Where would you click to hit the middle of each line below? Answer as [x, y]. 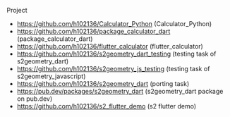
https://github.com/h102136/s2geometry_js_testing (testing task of [113, 69]
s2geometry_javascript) [51, 76]
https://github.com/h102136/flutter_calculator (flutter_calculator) [110, 46]
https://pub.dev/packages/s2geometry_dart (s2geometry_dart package [120, 91]
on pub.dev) [35, 99]
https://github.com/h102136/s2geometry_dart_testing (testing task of [116, 54]
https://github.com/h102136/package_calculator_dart [93, 31]
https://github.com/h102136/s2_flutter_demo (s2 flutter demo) [107, 106]
